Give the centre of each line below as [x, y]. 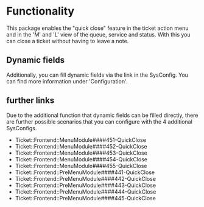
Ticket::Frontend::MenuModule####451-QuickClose [80, 140]
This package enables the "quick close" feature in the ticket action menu [97, 28]
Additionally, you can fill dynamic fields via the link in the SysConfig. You [97, 75]
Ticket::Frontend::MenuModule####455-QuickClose [81, 166]
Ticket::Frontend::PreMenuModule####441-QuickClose [85, 172]
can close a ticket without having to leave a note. [68, 41]
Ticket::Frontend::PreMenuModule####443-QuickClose [86, 185]
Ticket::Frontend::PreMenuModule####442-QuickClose [86, 178]
